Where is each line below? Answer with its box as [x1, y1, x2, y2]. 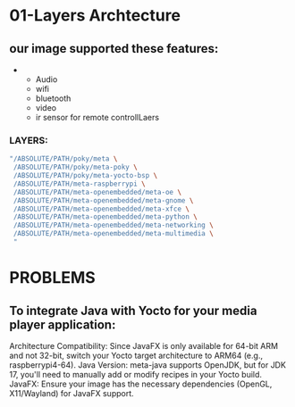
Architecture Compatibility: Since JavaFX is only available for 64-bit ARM [9, 340, 279, 351]
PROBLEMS [9, 268, 96, 288]
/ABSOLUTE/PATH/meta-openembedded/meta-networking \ [13, 220, 215, 230]
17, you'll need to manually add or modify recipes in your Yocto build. [9, 369, 262, 379]
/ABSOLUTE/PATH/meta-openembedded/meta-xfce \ [13, 204, 190, 213]
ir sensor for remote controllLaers [35, 112, 159, 122]
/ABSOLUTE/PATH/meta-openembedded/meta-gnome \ [13, 195, 194, 205]
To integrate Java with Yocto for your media [9, 303, 257, 318]
